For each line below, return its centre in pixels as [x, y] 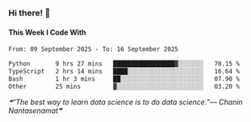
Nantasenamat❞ [35, 110]
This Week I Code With [47, 32]
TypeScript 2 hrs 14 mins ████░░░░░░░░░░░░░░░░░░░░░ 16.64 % [124, 71]
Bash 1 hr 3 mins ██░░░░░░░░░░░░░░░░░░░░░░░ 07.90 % [124, 79]
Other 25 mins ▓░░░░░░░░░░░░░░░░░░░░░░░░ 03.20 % [124, 86]
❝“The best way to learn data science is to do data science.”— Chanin [126, 102]
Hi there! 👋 [29, 13]
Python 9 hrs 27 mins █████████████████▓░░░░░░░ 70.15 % [124, 64]
